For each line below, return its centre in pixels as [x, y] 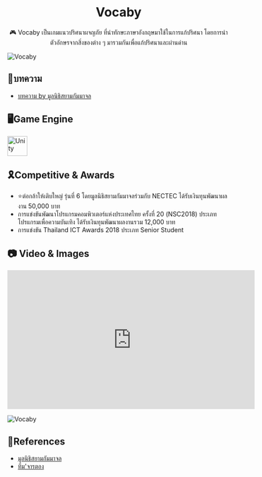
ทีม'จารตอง [31, 466]
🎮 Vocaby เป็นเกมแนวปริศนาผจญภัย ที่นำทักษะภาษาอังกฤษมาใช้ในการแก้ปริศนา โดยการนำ [119, 32]
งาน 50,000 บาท [39, 206]
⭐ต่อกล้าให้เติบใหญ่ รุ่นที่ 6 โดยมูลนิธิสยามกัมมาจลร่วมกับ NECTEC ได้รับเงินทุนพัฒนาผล [122, 196]
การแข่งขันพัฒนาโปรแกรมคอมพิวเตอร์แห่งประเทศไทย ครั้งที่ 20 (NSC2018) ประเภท [117, 214]
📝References [36, 441]
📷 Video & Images [48, 254]
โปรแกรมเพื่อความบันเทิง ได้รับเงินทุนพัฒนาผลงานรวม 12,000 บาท [96, 222]
